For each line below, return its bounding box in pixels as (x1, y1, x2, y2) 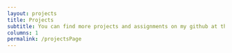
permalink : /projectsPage (7, 36, 81, 43)
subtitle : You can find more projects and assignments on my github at (7, 23, 217, 30)
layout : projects (7, 10, 57, 17)
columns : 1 (7, 29, 39, 36)
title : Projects (7, 17, 54, 23)
